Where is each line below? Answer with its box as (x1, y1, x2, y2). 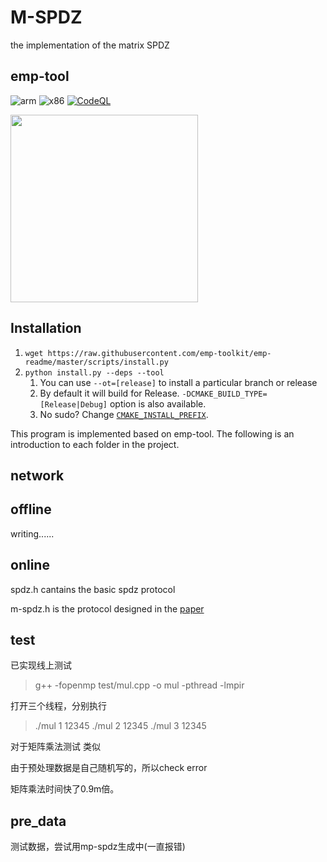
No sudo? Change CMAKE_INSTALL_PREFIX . (39, 408, 209, 420)
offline (10, 501, 52, 518)
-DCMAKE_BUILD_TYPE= (181, 389, 268, 399)
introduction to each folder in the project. (10, 438, 180, 450)
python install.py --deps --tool (24, 367, 165, 378)
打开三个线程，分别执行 (10, 700, 107, 712)
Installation (10, 320, 82, 337)
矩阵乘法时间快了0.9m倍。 (10, 783, 120, 795)
